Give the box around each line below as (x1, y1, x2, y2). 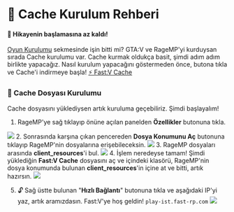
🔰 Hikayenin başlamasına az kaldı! (7, 29, 108, 38)
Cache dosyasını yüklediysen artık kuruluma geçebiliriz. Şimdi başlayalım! (7, 104, 219, 113)
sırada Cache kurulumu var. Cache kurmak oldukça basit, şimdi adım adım (7, 52, 220, 62)
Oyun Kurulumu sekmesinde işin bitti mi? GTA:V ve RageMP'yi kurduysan (7, 45, 217, 54)
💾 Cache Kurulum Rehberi (7, 6, 159, 22)
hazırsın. (7, 171, 32, 181)
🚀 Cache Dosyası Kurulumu (7, 88, 102, 98)
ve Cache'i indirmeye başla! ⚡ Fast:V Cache (7, 68, 133, 76)
